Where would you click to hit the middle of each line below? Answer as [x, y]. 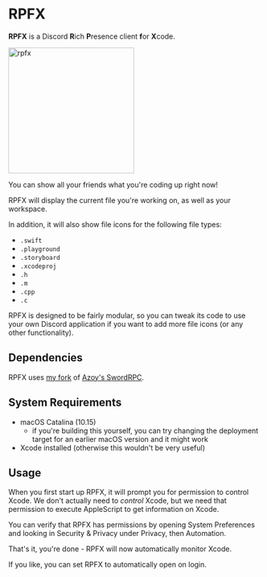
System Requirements [65, 403]
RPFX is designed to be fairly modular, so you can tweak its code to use [127, 315]
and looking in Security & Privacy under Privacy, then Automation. [117, 534]
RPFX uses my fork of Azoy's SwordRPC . [76, 377]
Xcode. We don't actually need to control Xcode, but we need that [117, 501]
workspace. [28, 208]
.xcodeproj [38, 266]
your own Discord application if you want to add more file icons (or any [126, 324]
